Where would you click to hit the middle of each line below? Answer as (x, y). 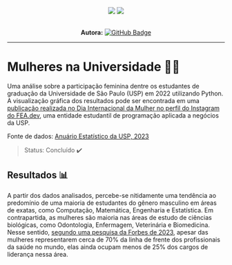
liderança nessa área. (38, 254)
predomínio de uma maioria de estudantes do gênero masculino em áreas (112, 203)
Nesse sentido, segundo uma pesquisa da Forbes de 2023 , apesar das (108, 232)
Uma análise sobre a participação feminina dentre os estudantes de (103, 86)
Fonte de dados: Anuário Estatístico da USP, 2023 (78, 136)
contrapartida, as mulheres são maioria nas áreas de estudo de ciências (109, 217)
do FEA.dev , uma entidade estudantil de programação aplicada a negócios (113, 115)
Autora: (92, 33)
